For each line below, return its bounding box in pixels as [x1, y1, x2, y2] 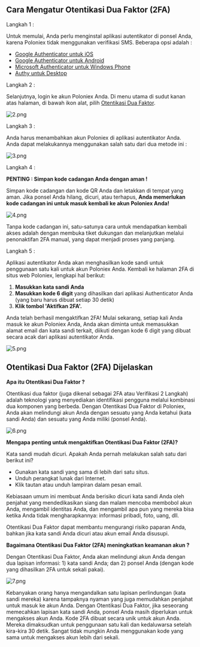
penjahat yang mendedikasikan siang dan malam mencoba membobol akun [6, 499, 193, 506]
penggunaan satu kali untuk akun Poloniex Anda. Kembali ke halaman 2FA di [6, 265, 195, 272]
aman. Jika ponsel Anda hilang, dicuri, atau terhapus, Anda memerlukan [6, 193, 186, 200]
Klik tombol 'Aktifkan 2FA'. [14, 302, 83, 310]
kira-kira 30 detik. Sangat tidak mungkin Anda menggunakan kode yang [6, 627, 184, 634]
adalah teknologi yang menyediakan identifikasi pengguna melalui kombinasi [6, 396, 196, 403]
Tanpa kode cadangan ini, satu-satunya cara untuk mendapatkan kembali [6, 223, 187, 230]
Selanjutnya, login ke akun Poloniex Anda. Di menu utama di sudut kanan [6, 92, 186, 100]
